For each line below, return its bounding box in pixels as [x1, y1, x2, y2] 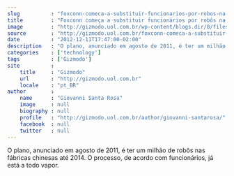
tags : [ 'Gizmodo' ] [7, 56, 92, 63]
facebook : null [19, 120, 70, 128]
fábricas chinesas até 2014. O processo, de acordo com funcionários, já [7, 154, 214, 162]
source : [7, 29, 54, 37]
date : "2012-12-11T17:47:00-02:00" [7, 36, 141, 43]
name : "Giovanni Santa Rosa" [19, 95, 123, 102]
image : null [19, 101, 70, 108]
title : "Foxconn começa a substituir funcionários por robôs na [7, 17, 226, 24]
